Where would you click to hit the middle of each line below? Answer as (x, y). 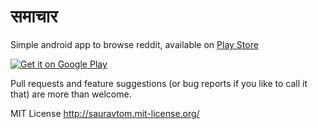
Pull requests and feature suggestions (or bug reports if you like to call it (159, 83)
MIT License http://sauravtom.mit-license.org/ (105, 113)
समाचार (34, 16)
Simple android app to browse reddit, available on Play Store (134, 44)
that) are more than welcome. (71, 94)
